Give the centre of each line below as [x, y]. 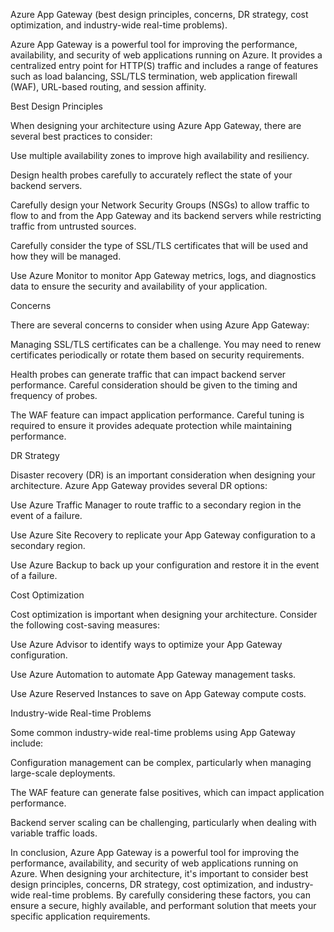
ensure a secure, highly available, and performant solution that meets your [163, 905]
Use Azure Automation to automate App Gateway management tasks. [153, 674]
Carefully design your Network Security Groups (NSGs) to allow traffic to [160, 205]
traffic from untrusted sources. [73, 226]
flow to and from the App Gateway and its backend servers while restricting [166, 215]
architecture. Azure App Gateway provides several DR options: [139, 485]
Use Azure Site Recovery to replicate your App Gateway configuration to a [163, 535]
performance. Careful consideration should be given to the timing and [154, 385]
